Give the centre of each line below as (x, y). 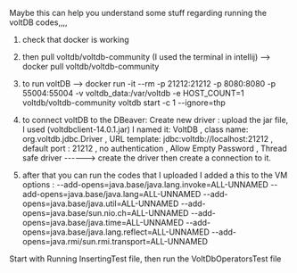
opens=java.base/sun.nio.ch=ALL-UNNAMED (105, 213)
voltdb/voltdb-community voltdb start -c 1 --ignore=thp (124, 103)
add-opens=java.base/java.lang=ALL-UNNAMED (111, 194)
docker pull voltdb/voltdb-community (91, 66)
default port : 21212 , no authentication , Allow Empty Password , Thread (154, 148)
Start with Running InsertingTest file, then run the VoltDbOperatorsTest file (145, 259)
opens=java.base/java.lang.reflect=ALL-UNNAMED (115, 232)
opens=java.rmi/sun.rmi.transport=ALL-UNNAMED (115, 241)
